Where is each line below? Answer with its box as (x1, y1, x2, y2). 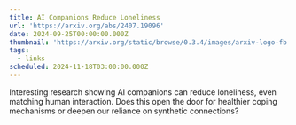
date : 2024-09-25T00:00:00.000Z (9, 29, 129, 38)
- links (17, 54, 46, 63)
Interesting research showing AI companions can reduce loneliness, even (9, 86, 277, 98)
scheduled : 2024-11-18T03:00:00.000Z (9, 63, 149, 72)
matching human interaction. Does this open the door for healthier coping (9, 96, 277, 106)
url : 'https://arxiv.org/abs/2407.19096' (9, 21, 165, 30)
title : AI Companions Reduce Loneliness (9, 12, 161, 22)
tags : (9, 46, 29, 55)
